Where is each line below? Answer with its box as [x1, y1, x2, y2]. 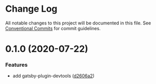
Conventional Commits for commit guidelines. [5, 25, 101, 31]
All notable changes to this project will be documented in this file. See [5, 20, 151, 26]
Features [5, 62, 28, 69]
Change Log [5, 3, 57, 15]
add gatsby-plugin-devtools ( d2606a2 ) [12, 73, 95, 79]
